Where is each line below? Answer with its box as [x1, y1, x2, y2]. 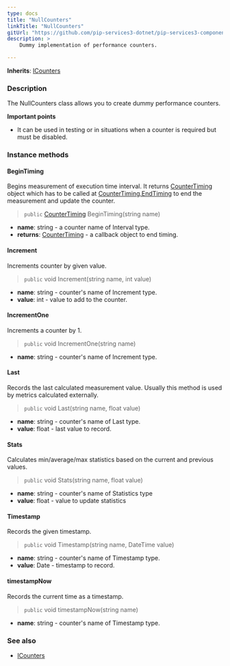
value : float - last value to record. [16, 425, 112, 433]
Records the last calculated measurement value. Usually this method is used [7, 384, 222, 392]
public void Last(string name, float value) [23, 405, 141, 413]
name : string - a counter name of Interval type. [16, 223, 150, 231]
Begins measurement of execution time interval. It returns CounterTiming [7, 182, 213, 190]
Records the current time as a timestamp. [7, 592, 124, 600]
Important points [7, 112, 56, 120]
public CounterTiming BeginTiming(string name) [23, 210, 161, 218]
